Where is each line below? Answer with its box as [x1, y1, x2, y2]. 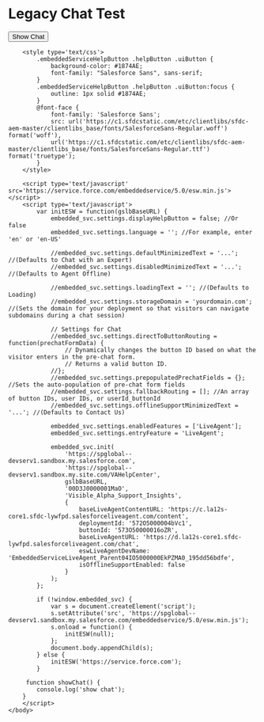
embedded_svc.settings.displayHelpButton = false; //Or [50, 215, 239, 222]
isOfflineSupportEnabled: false [78, 560, 186, 568]
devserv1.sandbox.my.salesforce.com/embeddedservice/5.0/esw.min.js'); [8, 616, 249, 624]
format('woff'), [8, 131, 62, 139]
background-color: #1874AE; [50, 62, 144, 70]
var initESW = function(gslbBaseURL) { [36, 207, 168, 215]
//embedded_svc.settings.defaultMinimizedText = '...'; [50, 249, 239, 257]
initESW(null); [64, 630, 115, 638]
